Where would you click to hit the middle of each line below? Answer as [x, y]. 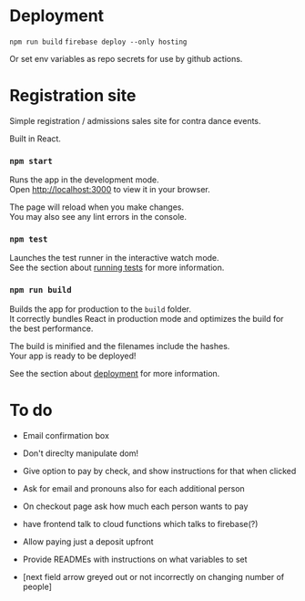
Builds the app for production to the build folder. [101, 309]
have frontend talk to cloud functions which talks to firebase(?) [140, 523]
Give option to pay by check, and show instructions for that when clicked [159, 471]
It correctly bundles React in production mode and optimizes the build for [147, 318]
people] [37, 586]
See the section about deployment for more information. [115, 373]
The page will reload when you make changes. [97, 207]
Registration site [73, 96]
